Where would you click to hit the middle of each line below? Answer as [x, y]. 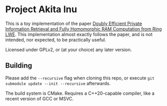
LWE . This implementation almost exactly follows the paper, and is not [79, 34]
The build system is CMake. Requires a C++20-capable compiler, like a [80, 93]
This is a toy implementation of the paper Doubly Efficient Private [74, 23]
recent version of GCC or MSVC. [40, 98]
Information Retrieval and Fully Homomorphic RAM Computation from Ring [83, 29]
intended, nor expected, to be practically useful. [56, 40]
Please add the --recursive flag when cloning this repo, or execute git [80, 78]
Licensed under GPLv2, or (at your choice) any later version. [68, 49]
